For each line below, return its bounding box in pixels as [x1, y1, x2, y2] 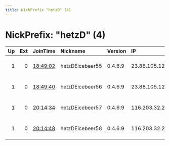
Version [107, 47, 126, 55]
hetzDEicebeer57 [60, 104, 102, 111]
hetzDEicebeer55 [60, 62, 102, 69]
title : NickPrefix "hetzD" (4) [5, 7, 71, 13]
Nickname [60, 47, 86, 55]
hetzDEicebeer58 [60, 125, 102, 132]
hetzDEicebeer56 [60, 83, 102, 90]
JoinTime [32, 47, 56, 55]
